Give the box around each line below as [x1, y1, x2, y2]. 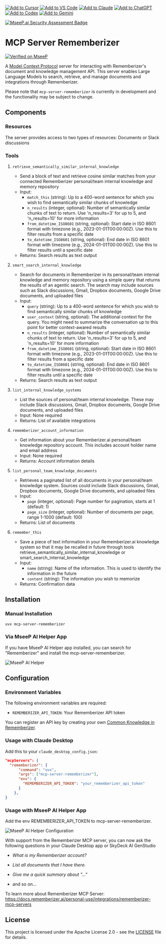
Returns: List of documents [19, 519, 75, 525]
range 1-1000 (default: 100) [27, 514, 83, 520]
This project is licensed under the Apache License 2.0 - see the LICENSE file [5, 929, 162, 935]
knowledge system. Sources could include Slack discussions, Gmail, [19, 482, 160, 488]
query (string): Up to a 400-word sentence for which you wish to [27, 303, 159, 309]
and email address [19, 447, 58, 453]
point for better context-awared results [27, 324, 107, 330]
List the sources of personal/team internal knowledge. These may [19, 396, 154, 402]
